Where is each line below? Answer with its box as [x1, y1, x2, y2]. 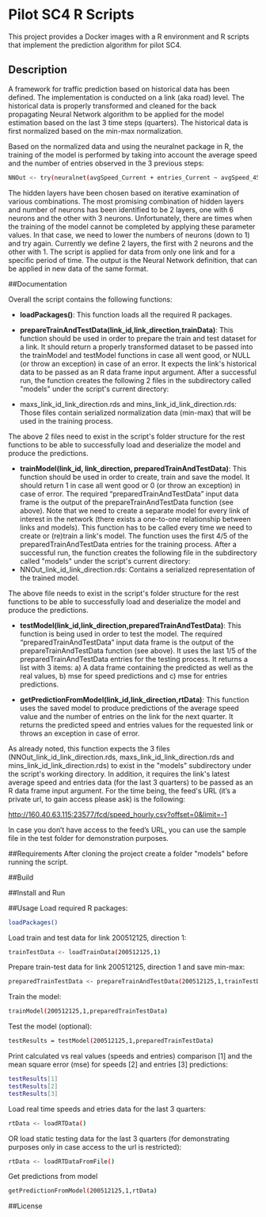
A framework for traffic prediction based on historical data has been [8, 84, 230, 93]
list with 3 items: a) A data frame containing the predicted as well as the [19, 663, 253, 672]
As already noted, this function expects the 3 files [8, 744, 170, 753]
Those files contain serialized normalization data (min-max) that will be [19, 408, 252, 417]
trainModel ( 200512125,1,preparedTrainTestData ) [8, 1007, 169, 1015]
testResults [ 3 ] [8, 1090, 59, 1097]
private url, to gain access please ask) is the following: [8, 794, 186, 804]
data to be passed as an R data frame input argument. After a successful [19, 367, 257, 377]
